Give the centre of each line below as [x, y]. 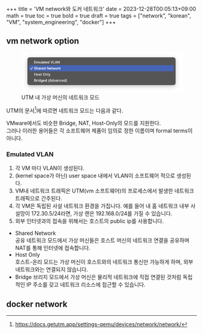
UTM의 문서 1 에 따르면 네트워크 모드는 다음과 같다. [65, 110]
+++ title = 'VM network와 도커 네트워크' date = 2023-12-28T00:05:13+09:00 [101, 9]
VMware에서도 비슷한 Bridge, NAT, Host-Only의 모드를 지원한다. [84, 123]
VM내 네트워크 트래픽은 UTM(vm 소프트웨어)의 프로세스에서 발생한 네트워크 [105, 191]
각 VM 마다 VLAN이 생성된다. [50, 168]
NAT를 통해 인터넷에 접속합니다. [53, 248]
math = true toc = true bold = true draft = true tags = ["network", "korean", [99, 16]
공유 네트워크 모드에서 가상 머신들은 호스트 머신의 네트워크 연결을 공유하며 [102, 240]
